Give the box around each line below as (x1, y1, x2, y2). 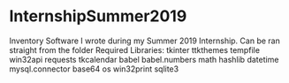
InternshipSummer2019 (9, 6, 187, 26)
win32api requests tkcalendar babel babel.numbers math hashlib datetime (9, 54, 279, 64)
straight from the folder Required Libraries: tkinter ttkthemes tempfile (9, 44, 261, 55)
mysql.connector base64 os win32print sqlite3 (9, 64, 179, 74)
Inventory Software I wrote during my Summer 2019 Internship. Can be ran (9, 35, 280, 46)
